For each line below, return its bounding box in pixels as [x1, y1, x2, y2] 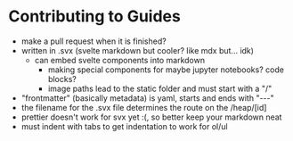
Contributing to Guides [8, 6, 182, 27]
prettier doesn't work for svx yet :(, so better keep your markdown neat [20, 112, 282, 122]
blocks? [47, 73, 77, 84]
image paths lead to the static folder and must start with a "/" [47, 83, 273, 94]
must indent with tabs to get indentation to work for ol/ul [20, 120, 228, 131]
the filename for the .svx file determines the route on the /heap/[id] [20, 102, 267, 112]
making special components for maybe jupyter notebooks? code [47, 64, 284, 75]
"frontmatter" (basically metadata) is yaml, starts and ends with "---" [20, 92, 274, 104]
